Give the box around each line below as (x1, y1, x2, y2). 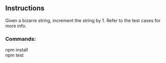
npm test (5, 52, 24, 58)
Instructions (5, 4, 45, 13)
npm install (5, 47, 28, 53)
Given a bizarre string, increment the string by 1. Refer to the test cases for (5, 17, 161, 23)
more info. (5, 23, 27, 29)
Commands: (5, 35, 36, 42)
